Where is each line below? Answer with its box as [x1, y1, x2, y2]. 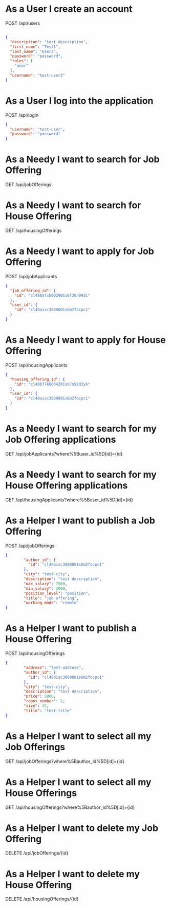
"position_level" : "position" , [24, 591, 91, 596]
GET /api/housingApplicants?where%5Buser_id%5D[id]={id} [5, 497, 133, 503]
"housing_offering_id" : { [10, 376, 66, 382]
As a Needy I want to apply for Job [5, 245, 155, 257]
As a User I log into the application [5, 95, 154, 106]
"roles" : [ [10, 59, 33, 64]
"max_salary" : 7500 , [24, 581, 68, 586]
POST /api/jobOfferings [5, 542, 55, 549]
